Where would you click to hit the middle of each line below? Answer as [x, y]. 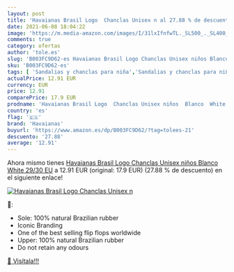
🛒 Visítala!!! [23, 261]
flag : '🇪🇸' [24, 117]
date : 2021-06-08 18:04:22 [46, 26]
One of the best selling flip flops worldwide [79, 233]
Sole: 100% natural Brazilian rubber [68, 218]
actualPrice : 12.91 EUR [42, 78]
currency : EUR [28, 85]
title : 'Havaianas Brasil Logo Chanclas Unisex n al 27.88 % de [104, 20]
